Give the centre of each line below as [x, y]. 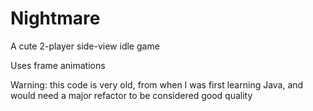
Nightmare [55, 18]
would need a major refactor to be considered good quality [131, 95]
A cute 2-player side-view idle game [85, 46]
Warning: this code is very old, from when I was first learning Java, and [157, 84]
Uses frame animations [58, 65]
